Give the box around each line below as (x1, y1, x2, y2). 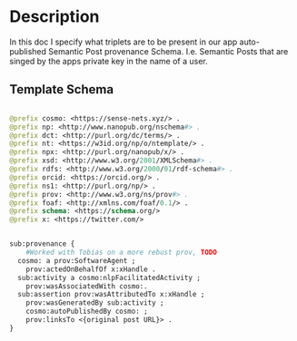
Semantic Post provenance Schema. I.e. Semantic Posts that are (48, 45, 289, 56)
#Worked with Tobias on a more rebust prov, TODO (25, 248, 218, 257)
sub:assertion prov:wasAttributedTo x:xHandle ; (17, 290, 205, 299)
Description (9, 6, 100, 27)
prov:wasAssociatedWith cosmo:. (25, 281, 148, 291)
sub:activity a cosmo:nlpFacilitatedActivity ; (17, 273, 202, 282)
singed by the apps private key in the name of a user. (9, 55, 208, 66)
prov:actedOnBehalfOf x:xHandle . (25, 265, 156, 274)
